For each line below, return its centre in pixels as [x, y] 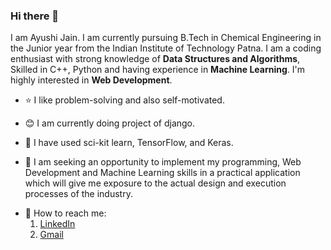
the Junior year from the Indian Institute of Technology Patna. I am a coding [166, 48]
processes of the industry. [78, 194]
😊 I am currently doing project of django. [110, 123]
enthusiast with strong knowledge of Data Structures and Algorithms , [155, 59]
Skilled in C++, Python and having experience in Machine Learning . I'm [157, 70]
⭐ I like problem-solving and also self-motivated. [124, 100]
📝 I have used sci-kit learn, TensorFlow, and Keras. [129, 143]
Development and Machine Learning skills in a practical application [162, 173]
